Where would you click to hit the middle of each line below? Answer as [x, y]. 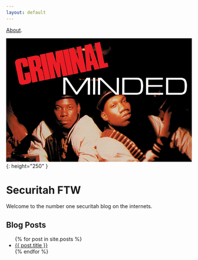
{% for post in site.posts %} [48, 239]
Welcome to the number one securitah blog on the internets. [79, 206]
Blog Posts [26, 225]
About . [14, 30]
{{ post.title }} [31, 245]
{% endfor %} [32, 252]
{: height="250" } [27, 166]
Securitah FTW [44, 190]
